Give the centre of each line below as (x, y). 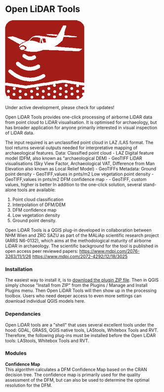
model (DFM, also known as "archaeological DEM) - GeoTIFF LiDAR (74, 158)
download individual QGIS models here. (45, 301)
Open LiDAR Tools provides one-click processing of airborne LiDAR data (79, 117)
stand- (150, 184)
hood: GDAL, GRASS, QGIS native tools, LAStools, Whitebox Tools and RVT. (82, 330)
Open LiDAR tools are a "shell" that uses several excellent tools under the (80, 325)
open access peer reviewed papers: (42, 251)
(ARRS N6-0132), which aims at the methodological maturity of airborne (78, 240)
